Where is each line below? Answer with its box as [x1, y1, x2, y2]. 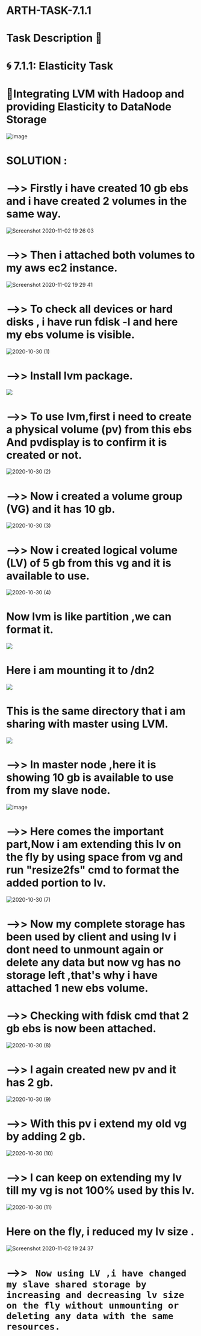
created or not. [6, 448, 82, 462]
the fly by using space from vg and [6, 850, 184, 864]
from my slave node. [6, 783, 111, 797]
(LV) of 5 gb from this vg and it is [6, 556, 172, 570]
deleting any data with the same [6, 1311, 174, 1322]
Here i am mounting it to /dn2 [6, 664, 155, 677]
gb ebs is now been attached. [6, 1022, 156, 1036]
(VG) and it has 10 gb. [6, 502, 116, 516]
